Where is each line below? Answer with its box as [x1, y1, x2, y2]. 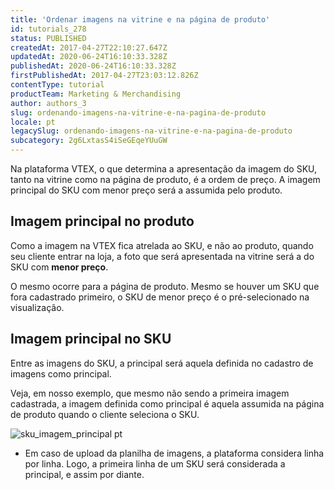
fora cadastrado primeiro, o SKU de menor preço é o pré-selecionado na [10, 291, 310, 303]
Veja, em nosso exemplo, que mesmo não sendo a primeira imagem [10, 387, 290, 399]
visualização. [10, 301, 65, 313]
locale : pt [10, 117, 56, 127]
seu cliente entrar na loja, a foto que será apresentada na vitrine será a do [10, 250, 315, 262]
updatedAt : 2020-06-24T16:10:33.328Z [10, 52, 168, 62]
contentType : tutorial [10, 80, 105, 90]
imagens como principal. [10, 367, 112, 380]
